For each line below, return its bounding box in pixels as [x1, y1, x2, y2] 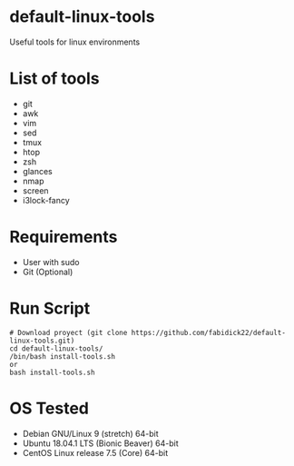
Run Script [9, 298, 91, 319]
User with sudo [22, 256, 80, 267]
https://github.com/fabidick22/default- [131, 328, 286, 337]
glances [22, 165, 53, 176]
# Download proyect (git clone [9, 328, 128, 337]
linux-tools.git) [9, 336, 75, 345]
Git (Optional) [22, 266, 73, 277]
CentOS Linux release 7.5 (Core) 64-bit [22, 447, 169, 458]
